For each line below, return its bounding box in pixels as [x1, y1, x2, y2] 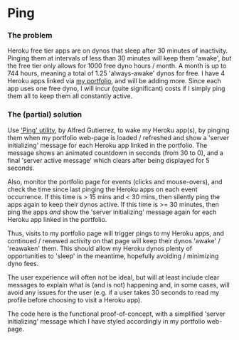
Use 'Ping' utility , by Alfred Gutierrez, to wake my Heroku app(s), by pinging [7, 126, 230, 134]
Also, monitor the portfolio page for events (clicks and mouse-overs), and [7, 177, 223, 186]
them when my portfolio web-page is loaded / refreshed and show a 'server [7, 133, 230, 142]
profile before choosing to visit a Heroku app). [7, 295, 142, 304]
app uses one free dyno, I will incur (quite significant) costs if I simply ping [7, 84, 225, 93]
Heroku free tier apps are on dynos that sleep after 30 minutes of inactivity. [7, 46, 228, 55]
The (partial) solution [7, 110, 83, 119]
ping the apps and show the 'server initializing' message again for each [7, 208, 217, 216]
